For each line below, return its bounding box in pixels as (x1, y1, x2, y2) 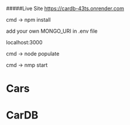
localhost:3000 (6, 39, 43, 46)
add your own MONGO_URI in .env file (6, 27, 98, 34)
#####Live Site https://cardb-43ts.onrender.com (6, 5, 124, 12)
